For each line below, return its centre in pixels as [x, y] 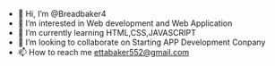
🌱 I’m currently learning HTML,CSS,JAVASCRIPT [107, 33]
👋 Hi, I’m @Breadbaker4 [62, 14]
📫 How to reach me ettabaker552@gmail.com [103, 52]
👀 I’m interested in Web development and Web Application [125, 23]
